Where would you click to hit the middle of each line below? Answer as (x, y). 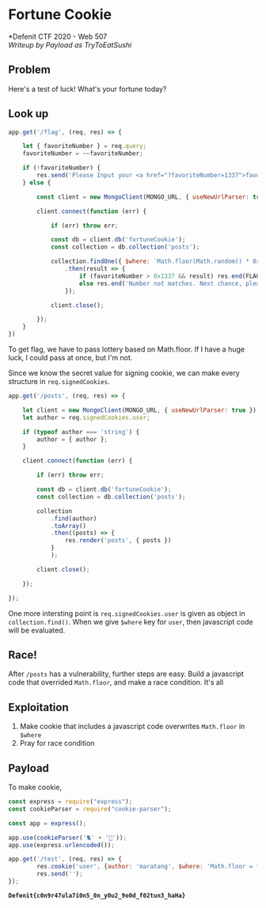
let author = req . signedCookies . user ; (86, 417)
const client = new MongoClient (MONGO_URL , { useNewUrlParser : (143, 197)
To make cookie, (35, 787)
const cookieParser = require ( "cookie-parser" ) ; (90, 809)
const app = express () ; (47, 823)
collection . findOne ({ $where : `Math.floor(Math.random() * (150, 262)
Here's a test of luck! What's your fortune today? (87, 89)
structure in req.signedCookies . (59, 382)
